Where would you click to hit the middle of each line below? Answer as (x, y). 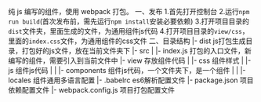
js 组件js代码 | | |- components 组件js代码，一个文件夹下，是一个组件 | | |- (127, 70)
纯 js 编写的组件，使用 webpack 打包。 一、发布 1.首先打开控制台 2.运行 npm (129, 11)
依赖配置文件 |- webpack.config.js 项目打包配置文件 (91, 90)
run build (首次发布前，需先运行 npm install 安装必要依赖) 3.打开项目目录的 (129, 21)
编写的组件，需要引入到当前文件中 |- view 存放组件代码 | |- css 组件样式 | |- (130, 60)
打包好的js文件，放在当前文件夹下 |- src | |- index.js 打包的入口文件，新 (137, 51)
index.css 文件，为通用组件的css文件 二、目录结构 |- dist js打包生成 (137, 41)
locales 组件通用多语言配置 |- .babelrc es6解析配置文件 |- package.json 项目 (131, 80)
